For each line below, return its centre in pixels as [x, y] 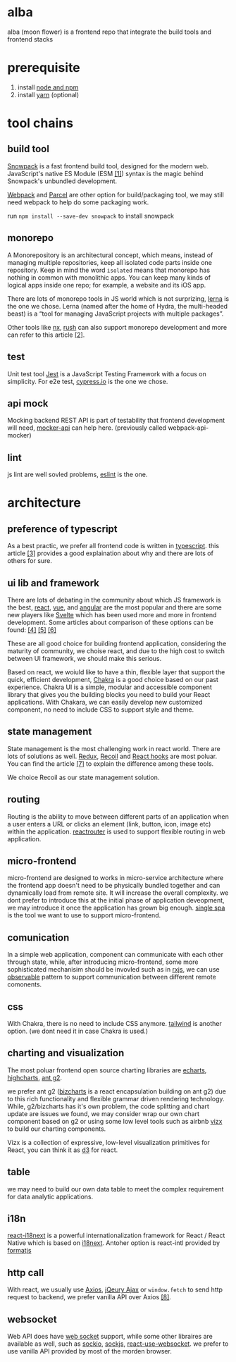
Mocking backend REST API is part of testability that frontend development [116, 421]
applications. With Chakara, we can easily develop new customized [105, 702]
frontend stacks [30, 39]
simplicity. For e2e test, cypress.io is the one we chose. [88, 381]
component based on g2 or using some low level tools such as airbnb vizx [115, 1121]
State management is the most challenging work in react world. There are [114, 748]
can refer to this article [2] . [46, 335]
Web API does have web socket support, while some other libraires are [110, 1337]
